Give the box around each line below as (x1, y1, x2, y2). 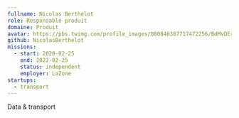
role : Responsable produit (7, 17, 87, 24)
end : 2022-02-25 (20, 57, 69, 64)
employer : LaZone (20, 70, 72, 77)
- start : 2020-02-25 (14, 50, 75, 58)
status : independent (20, 63, 81, 70)
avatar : (7, 30, 31, 38)
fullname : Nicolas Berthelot (7, 10, 94, 18)
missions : (7, 43, 37, 50)
